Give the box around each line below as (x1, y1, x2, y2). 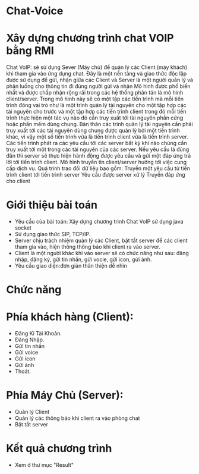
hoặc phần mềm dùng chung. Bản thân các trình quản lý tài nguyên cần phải (6, 121, 193, 128)
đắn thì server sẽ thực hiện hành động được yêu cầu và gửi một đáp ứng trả (6, 152, 191, 159)
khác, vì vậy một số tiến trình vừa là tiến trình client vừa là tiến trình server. (6, 133, 188, 140)
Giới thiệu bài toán (6, 198, 98, 212)
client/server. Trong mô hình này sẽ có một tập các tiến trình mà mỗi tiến (6, 95, 184, 102)
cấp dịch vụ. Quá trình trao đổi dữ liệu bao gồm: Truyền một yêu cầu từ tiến (6, 165, 190, 172)
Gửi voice (14, 349, 39, 356)
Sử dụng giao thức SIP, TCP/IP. (14, 231, 91, 238)
